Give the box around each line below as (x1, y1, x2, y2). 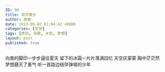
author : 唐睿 (5, 17, 31, 22)
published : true (5, 41, 39, 46)
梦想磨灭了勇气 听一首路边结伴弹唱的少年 (5, 61, 91, 67)
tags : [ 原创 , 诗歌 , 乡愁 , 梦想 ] (5, 31, 67, 36)
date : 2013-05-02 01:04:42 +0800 (5, 21, 76, 27)
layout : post (5, 36, 33, 41)
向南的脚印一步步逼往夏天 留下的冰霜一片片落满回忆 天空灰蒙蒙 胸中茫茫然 (5, 55, 160, 61)
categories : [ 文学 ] (5, 26, 45, 31)
